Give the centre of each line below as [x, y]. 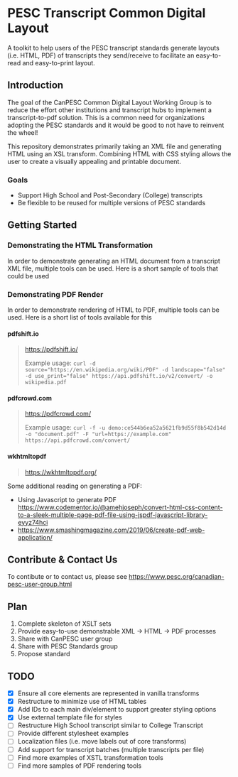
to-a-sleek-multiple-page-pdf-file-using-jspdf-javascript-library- [113, 515]
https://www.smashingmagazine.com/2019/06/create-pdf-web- [111, 530]
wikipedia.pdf [45, 382]
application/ [35, 537]
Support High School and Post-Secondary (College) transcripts [110, 195]
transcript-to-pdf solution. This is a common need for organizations [106, 117]
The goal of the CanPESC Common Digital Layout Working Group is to [109, 102]
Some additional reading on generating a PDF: [75, 486]
